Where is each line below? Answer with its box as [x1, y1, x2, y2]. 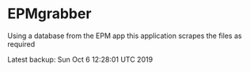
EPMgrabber [7, 5, 92, 23]
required [7, 39, 36, 48]
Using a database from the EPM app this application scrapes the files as [7, 31, 242, 40]
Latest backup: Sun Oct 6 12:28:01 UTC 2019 [7, 55, 153, 64]
